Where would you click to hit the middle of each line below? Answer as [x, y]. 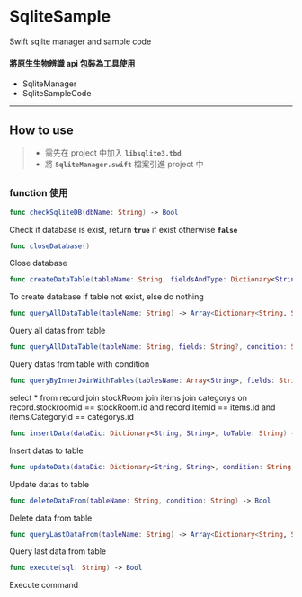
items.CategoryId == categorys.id [72, 416]
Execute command [44, 585]
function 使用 [39, 193]
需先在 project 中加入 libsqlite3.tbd [113, 152]
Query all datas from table [58, 331]
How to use [41, 130]
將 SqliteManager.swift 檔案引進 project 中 [124, 164]
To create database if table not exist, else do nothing [107, 297]
